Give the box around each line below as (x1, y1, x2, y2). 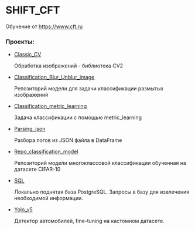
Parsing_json (13, 126, 46, 133)
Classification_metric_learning (13, 103, 87, 110)
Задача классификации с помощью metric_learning (13, 114, 142, 121)
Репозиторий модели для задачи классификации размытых (13, 85, 164, 92)
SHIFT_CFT (5, 4, 60, 17)
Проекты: (5, 38, 35, 46)
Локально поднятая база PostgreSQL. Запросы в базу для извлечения (13, 188, 190, 195)
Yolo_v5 (13, 206, 33, 213)
